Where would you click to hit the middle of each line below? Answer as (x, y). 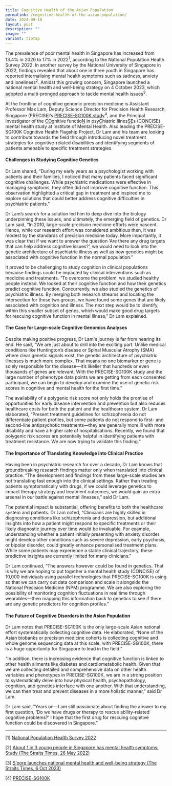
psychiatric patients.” (28, 204)
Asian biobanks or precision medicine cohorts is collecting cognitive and (82, 638)
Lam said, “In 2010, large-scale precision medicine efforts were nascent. (82, 224)
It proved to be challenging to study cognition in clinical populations (77, 267)
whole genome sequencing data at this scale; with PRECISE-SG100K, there (84, 643)
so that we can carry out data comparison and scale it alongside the (77, 582)
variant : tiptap (23, 39)
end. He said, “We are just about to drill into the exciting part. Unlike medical (86, 344)
